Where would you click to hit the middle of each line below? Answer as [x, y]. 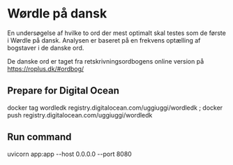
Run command [39, 137]
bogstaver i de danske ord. [46, 48]
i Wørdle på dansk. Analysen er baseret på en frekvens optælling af [104, 40]
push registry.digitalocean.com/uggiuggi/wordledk [80, 115]
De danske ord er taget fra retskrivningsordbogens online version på [106, 61]
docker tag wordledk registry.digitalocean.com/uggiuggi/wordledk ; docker [115, 108]
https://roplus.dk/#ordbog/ [46, 69]
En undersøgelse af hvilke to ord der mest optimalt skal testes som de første [117, 33]
